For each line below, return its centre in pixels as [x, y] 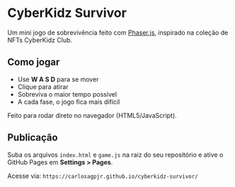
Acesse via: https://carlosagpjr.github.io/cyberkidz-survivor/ [103, 176]
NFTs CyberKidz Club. [40, 40]
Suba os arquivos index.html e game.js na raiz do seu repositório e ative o [115, 155]
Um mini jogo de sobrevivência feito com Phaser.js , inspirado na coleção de [118, 32]
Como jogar [34, 62]
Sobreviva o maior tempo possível [67, 94]
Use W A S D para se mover [58, 79]
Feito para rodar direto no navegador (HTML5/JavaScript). [92, 115]
